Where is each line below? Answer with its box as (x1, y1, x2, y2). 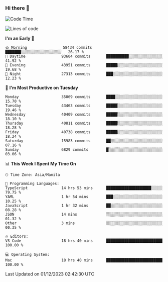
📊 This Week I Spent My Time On (5, 161, 76, 167)
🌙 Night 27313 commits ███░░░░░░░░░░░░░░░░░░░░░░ (5, 71, 163, 77)
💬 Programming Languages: (5, 181, 59, 186)
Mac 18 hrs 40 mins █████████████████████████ (5, 258, 163, 263)
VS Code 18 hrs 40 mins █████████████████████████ (5, 238, 163, 243)
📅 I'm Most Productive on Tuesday (5, 85, 79, 91)
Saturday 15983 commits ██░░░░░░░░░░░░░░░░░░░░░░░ (5, 138, 163, 144)
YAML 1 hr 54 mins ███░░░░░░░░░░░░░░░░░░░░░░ (5, 195, 163, 200)
